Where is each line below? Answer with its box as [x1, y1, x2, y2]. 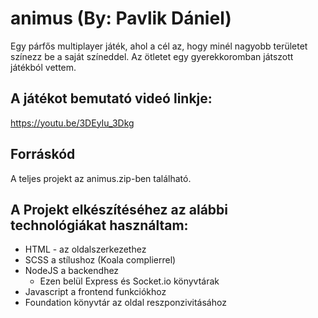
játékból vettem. [10, 61, 77, 73]
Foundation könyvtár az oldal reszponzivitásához [24, 297, 227, 309]
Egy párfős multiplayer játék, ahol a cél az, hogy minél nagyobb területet [10, 40, 308, 52]
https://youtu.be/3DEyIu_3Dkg [10, 117, 135, 129]
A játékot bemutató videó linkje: [10, 90, 213, 107]
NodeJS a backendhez [24, 265, 120, 277]
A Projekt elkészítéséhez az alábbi [10, 201, 228, 218]
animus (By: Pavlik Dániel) [10, 7, 232, 30]
